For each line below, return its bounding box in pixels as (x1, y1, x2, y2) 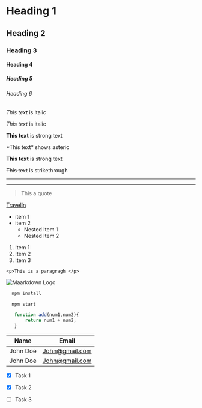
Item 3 (14, 257, 31, 264)
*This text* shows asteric (6, 143, 70, 151)
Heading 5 (6, 75, 33, 82)
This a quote (20, 189, 52, 196)
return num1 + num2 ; (25, 317, 77, 324)
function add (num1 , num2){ (14, 312, 79, 318)
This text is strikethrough (6, 166, 68, 174)
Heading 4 (6, 61, 33, 69)
